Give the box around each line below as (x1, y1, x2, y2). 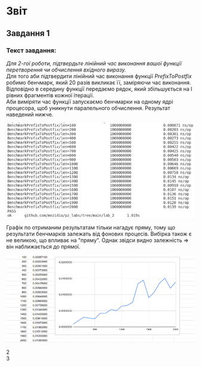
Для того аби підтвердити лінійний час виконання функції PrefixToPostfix (6, 72, 192, 79)
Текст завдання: (6, 46, 57, 55)
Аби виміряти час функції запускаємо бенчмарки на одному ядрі (6, 98, 173, 105)
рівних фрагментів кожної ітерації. (6, 91, 95, 99)
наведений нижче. (6, 111, 54, 118)
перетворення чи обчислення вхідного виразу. (6, 66, 127, 73)
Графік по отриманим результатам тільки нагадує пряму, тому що (6, 223, 175, 231)
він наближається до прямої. (6, 243, 81, 250)
